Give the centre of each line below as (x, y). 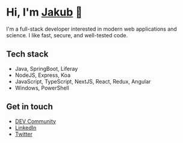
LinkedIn (26, 127)
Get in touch (29, 107)
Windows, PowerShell (42, 88)
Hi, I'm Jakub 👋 (45, 12)
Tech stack (27, 54)
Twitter (24, 134)
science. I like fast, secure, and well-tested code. (67, 35)
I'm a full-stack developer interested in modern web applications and (92, 29)
